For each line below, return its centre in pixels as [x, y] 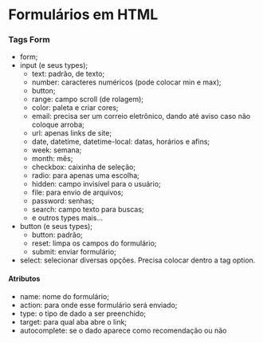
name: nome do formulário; [65, 296]
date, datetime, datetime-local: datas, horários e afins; [121, 142]
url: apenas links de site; [72, 133]
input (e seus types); [54, 65]
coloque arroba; [58, 124]
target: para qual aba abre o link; [73, 321]
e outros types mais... [67, 218]
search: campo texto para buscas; [88, 210]
